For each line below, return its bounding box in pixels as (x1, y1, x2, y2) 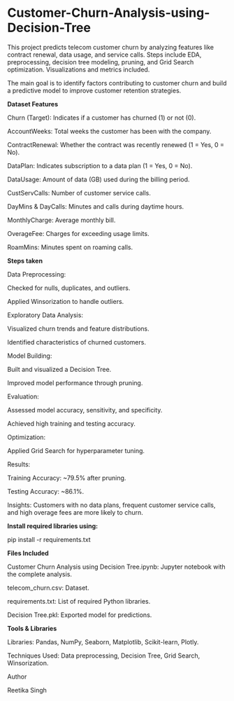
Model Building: (7, 352, 52, 360)
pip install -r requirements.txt (7, 535, 91, 543)
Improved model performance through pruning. (7, 378, 143, 387)
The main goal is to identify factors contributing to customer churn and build (7, 78, 227, 87)
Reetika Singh (7, 686, 47, 694)
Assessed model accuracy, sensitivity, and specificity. (7, 405, 163, 414)
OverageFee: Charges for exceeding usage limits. (7, 229, 149, 237)
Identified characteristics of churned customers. (7, 338, 147, 346)
